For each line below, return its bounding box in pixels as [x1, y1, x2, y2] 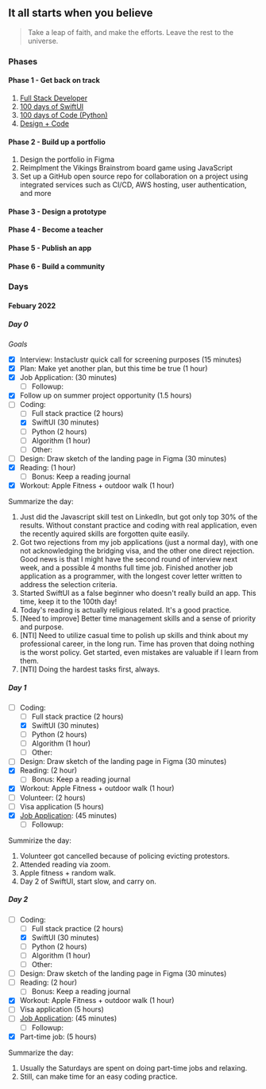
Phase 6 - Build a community [8, 261, 106, 271]
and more [19, 189, 52, 198]
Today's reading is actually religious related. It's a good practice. [19, 605, 232, 614]
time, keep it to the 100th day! [19, 597, 118, 606]
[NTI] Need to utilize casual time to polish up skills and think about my [19, 630, 249, 640]
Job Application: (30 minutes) [19, 373, 118, 382]
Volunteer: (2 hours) [19, 793, 86, 802]
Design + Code [19, 119, 70, 128]
